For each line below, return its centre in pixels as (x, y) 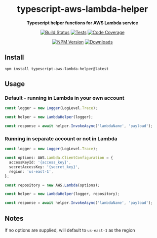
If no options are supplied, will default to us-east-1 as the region (70, 230)
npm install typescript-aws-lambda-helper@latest (57, 69)
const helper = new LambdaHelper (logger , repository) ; (62, 194)
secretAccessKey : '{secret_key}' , (44, 167)
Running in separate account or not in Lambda (61, 138)
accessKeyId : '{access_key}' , (40, 162)
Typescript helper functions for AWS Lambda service (82, 23)
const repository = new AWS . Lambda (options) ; (52, 185)
